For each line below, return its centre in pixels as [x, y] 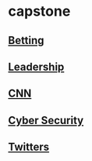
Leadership [36, 66]
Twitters [29, 147]
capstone [39, 11]
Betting [26, 40]
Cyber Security [46, 120]
